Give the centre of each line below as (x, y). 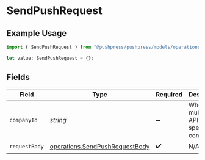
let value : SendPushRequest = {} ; (50, 58)
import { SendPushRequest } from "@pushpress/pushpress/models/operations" (105, 47)
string (58, 120)
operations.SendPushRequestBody (100, 147)
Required (169, 94)
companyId (23, 120)
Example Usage (37, 33)
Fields (18, 77)
